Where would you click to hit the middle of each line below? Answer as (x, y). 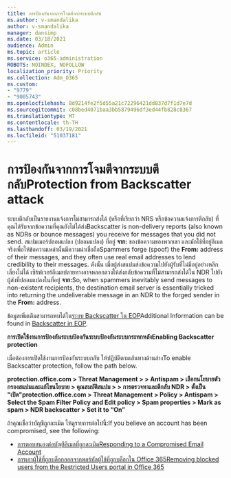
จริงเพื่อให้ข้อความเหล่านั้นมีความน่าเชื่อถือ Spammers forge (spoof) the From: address (115, 250)
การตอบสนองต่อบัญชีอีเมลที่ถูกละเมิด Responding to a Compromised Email (110, 444)
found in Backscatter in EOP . (47, 323)
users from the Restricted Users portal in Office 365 (90, 467)
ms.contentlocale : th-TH (43, 122)
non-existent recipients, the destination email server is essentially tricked (111, 288)
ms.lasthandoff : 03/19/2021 (47, 129)
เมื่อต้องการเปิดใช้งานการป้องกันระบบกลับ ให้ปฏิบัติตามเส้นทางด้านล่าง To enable (99, 358)
